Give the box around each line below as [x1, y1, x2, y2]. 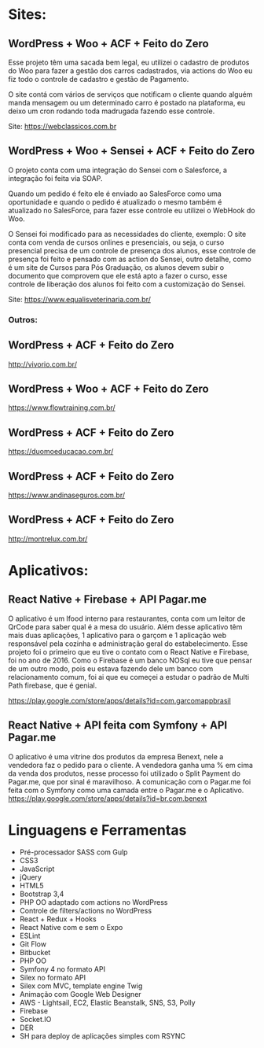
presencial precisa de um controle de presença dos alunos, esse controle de [8, 245, 256, 255]
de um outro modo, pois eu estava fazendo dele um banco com [8, 663, 214, 673]
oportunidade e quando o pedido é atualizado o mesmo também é [8, 197, 222, 206]
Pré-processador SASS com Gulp [19, 847, 128, 857]
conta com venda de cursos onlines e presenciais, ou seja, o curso [8, 238, 225, 247]
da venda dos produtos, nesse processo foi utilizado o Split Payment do [8, 769, 241, 778]
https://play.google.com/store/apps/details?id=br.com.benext [8, 793, 207, 803]
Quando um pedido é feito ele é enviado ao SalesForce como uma [8, 189, 222, 198]
